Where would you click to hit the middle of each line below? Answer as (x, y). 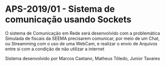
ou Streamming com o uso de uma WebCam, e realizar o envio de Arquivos (81, 43)
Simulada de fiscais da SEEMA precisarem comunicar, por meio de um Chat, (82, 38)
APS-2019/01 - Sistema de (60, 9)
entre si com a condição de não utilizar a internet (55, 49)
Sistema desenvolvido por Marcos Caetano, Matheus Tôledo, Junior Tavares (82, 58)
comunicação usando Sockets (68, 19)
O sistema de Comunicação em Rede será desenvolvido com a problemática (82, 33)
